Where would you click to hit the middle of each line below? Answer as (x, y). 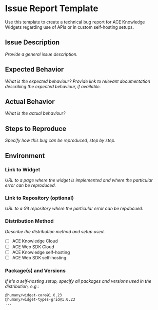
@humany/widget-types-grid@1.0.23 (40, 300)
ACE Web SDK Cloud (33, 247)
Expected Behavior (35, 69)
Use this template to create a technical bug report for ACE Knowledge (75, 22)
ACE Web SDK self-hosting (39, 257)
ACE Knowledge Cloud (35, 241)
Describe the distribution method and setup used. (55, 232)
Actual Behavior (30, 101)
